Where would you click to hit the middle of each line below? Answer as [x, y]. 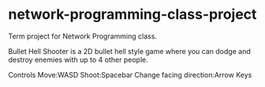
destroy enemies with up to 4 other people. [78, 60]
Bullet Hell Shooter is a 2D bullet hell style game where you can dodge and [129, 51]
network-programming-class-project [132, 14]
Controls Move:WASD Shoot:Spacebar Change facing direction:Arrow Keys [130, 74]
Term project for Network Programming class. [83, 36]
